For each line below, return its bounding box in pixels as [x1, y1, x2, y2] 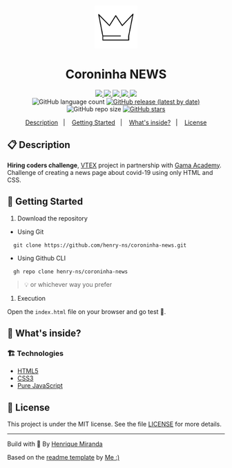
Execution [17, 294, 46, 302]
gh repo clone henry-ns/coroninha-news [13, 268, 128, 275]
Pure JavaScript [17, 382, 64, 390]
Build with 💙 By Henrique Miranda [7, 440, 103, 448]
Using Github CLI [17, 254, 66, 262]
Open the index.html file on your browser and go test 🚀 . [7, 307, 166, 316]
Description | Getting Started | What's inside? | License [25, 118, 207, 127]
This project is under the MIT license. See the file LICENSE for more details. [7, 420, 222, 429]
